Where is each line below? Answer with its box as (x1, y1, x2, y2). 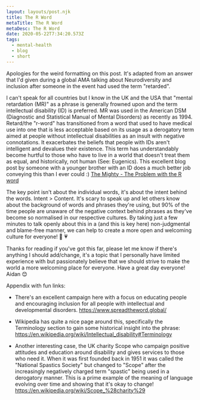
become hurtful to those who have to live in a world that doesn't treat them (6, 151, 190, 159)
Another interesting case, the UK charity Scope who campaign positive (14, 342, 190, 349)
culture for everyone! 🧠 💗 (6, 233, 68, 240)
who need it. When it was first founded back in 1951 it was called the (14, 354, 183, 362)
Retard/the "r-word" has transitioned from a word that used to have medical (6, 119, 192, 126)
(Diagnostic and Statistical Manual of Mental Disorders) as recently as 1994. (6, 113, 193, 120)
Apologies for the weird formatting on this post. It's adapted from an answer (6, 69, 193, 77)
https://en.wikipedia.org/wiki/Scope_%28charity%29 (14, 387, 146, 394)
